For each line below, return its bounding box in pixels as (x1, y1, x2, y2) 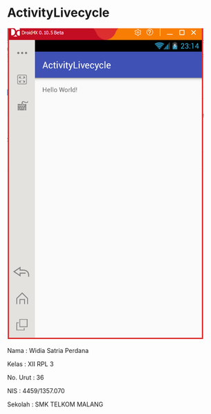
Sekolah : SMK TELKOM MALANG (7, 400, 104, 408)
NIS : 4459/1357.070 (7, 386, 65, 395)
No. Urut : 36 (7, 373, 44, 381)
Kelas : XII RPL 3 (7, 359, 54, 368)
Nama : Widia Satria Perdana (7, 346, 89, 354)
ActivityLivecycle (7, 5, 110, 21)
